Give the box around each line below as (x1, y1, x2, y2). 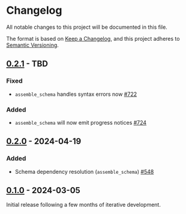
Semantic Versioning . (6, 41, 59, 49)
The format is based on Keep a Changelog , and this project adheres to (6, 35, 180, 42)
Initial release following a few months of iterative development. (6, 201, 161, 209)
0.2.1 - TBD (6, 59, 48, 69)
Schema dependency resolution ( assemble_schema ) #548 (14, 168, 154, 175)
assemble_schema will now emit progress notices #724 (14, 119, 147, 126)
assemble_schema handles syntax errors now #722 (14, 91, 137, 98)
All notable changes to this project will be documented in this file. (6, 23, 168, 31)
